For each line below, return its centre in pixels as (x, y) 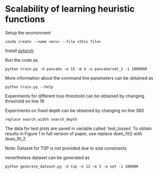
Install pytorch (20, 51)
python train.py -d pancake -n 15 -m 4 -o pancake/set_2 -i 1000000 (76, 69)
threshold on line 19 (25, 101)
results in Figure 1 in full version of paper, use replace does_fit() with (74, 133)
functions (25, 19)
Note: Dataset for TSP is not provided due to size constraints (66, 148)
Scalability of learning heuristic (70, 9)
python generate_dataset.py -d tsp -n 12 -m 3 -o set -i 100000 (72, 166)
